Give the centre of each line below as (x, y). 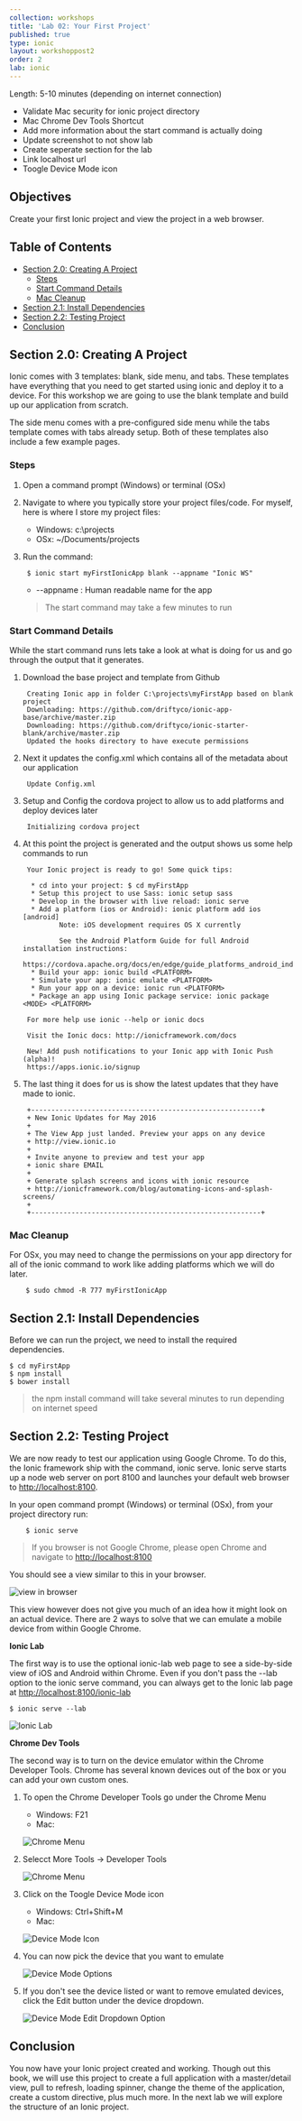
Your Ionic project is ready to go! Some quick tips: (130, 870)
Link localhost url (54, 159)
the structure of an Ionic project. (69, 2107)
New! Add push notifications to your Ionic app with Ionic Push (150, 1051)
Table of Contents (61, 248)
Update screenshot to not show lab (87, 140)
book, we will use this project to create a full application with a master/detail (150, 2078)
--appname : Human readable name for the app (124, 590)
